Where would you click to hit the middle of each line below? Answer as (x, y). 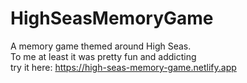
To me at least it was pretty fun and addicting (103, 56)
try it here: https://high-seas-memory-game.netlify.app (123, 67)
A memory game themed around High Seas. (101, 46)
